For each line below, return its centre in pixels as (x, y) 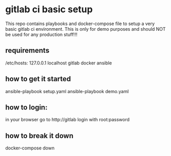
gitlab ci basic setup (49, 9)
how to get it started (38, 79)
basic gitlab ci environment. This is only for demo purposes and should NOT (85, 29)
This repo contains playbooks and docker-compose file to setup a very (80, 24)
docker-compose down (30, 148)
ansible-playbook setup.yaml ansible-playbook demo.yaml (67, 91)
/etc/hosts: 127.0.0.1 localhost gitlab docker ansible (59, 63)
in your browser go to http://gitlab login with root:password (67, 120)
